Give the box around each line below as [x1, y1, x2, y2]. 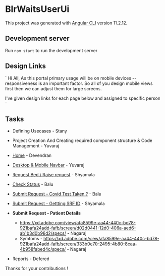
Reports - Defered [12, 256, 50, 262]
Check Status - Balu [12, 181, 54, 187]
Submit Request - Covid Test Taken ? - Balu [12, 191, 102, 197]
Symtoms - [19, 236, 43, 242]
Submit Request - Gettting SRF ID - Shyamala [12, 201, 105, 207]
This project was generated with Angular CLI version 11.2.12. [5, 20, 128, 26]
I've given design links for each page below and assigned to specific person [5, 95, 161, 101]
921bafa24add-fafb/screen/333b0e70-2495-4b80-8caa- [19, 241, 137, 247]
